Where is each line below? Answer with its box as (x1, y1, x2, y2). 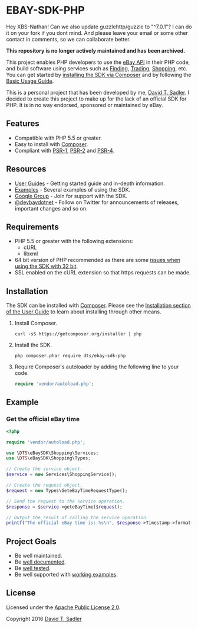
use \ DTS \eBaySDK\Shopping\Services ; (6, 450, 99, 456)
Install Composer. (14, 320, 58, 327)
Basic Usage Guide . (6, 77, 54, 85)
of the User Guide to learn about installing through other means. (6, 308, 161, 315)
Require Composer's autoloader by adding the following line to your (14, 363, 179, 370)
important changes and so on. (14, 205, 88, 212)
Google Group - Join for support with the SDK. (14, 192, 128, 199)
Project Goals (6, 536, 57, 546)
